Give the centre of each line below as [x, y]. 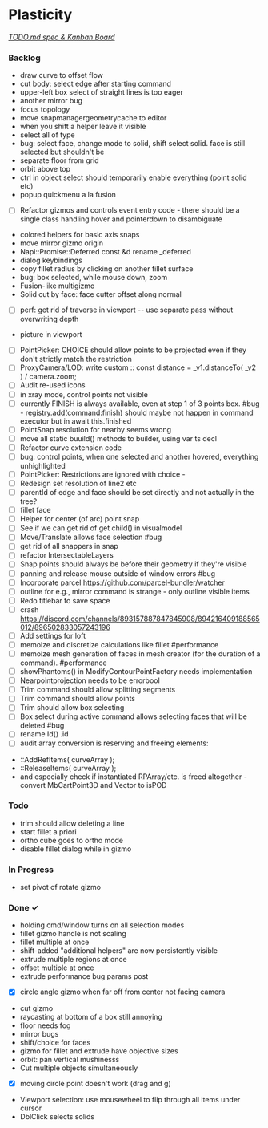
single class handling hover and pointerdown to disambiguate [121, 219]
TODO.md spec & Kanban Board [62, 37]
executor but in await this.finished [76, 421]
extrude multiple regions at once [73, 960]
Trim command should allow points [78, 699]
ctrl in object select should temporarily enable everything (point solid [133, 177]
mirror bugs [39, 1033]
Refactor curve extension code [71, 448]
